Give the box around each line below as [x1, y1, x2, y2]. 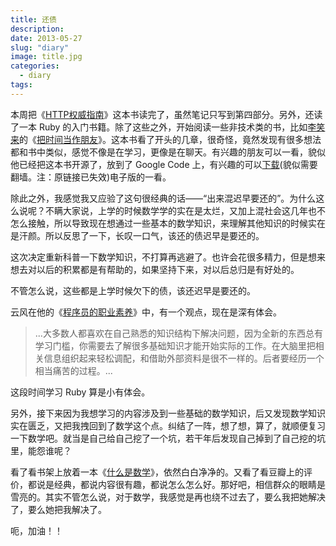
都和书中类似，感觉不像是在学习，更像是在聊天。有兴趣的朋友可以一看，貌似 [10, 146, 326, 158]
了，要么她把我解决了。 [10, 503, 107, 515]
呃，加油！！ [10, 524, 63, 536]
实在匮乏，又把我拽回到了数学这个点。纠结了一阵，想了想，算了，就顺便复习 [10, 419, 326, 431]
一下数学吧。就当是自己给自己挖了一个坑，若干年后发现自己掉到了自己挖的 [10, 432, 317, 444]
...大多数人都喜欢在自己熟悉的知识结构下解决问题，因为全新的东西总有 [34, 327, 323, 339]
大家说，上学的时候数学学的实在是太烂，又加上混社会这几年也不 [62, 204, 326, 216]
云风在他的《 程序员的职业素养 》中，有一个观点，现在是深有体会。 [10, 306, 282, 318]
